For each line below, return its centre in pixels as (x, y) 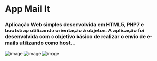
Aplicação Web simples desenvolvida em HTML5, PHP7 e (75, 25)
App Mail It (27, 9)
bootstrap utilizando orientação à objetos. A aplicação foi (75, 30)
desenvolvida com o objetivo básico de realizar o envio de (76, 37)
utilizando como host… (48, 43)
